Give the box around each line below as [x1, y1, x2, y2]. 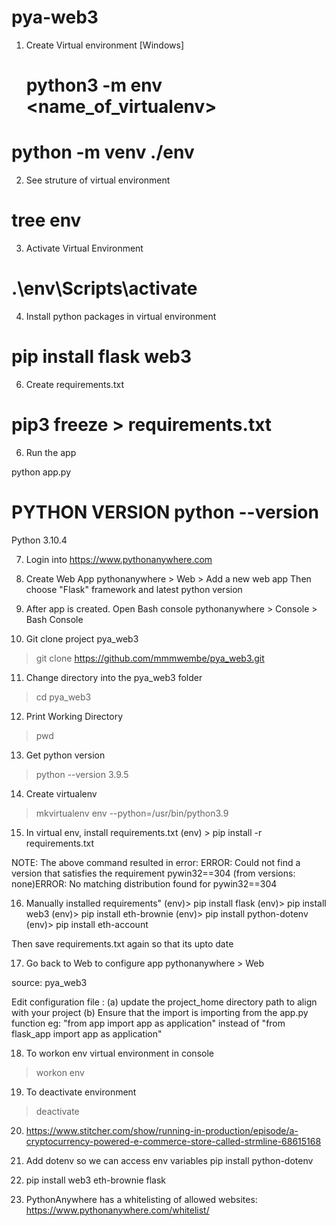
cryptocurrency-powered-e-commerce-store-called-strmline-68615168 [25, 1135, 322, 1147]
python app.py [11, 466, 72, 478]
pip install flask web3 [11, 346, 193, 368]
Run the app [25, 446, 77, 458]
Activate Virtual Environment [25, 242, 144, 254]
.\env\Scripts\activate [11, 277, 198, 300]
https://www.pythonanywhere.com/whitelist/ [25, 1204, 210, 1216]
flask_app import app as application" [11, 1027, 163, 1040]
